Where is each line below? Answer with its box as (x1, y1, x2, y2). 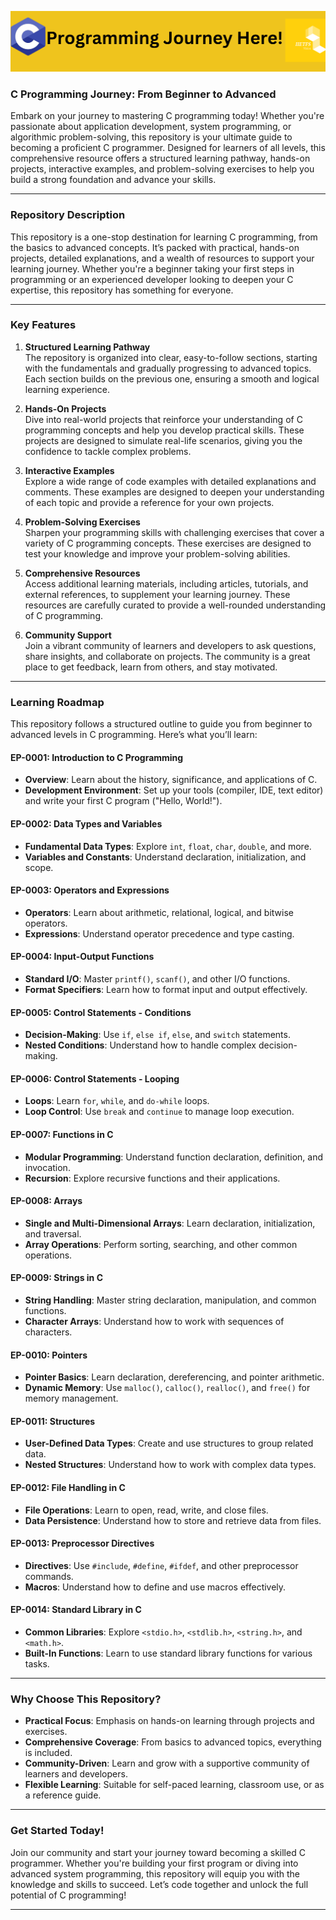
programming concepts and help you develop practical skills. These (24, 424, 305, 436)
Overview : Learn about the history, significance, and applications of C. (24, 774, 318, 786)
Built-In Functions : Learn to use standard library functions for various (24, 1647, 313, 1659)
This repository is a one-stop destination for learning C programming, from (10, 231, 318, 243)
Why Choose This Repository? (10, 1692, 162, 1706)
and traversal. (24, 1227, 82, 1240)
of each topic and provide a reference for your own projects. (24, 496, 275, 508)
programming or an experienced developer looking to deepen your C (10, 273, 294, 285)
